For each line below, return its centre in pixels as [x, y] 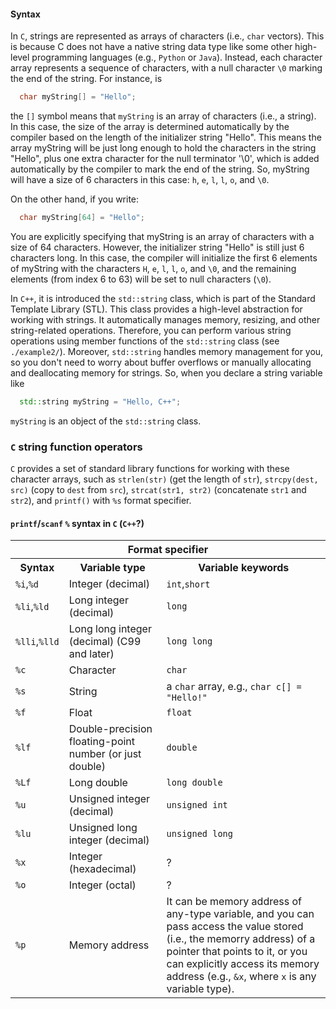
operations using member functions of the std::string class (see [145, 341]
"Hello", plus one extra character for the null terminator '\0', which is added [165, 159]
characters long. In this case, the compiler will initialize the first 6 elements [164, 257]
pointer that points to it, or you [237, 952]
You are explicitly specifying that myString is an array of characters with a [162, 236]
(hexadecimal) [102, 869]
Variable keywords [244, 568]
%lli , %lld [37, 642]
